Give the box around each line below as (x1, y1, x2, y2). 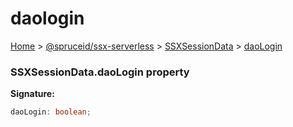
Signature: (10, 88, 55, 100)
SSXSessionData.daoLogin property (10, 65, 190, 79)
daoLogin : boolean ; (10, 107, 92, 117)
